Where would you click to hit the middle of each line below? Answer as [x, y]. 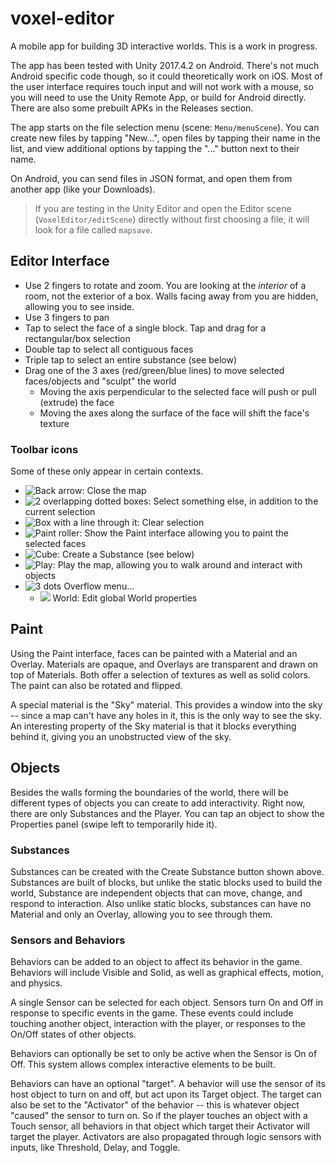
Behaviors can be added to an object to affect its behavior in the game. [156, 962]
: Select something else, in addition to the [233, 501]
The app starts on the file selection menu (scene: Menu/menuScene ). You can [165, 127]
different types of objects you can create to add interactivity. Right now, [158, 803]
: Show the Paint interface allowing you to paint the [184, 533]
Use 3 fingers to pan [67, 317]
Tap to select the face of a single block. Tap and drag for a [145, 328]
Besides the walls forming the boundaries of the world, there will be [149, 792]
